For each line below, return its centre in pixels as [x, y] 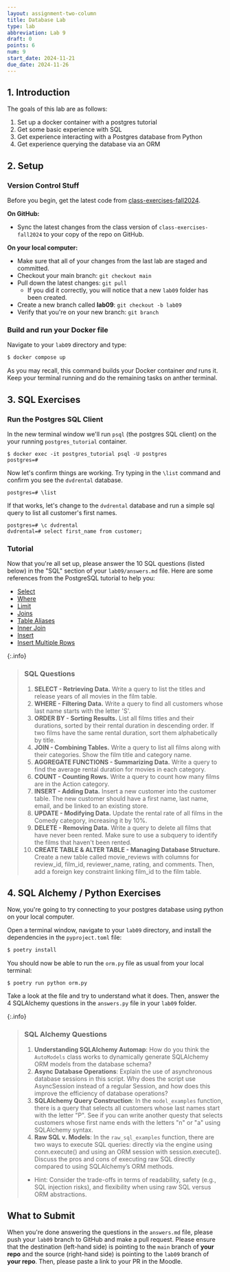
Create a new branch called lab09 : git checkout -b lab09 [99, 305]
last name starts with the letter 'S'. [82, 711]
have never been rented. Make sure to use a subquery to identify [126, 835]
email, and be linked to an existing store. [91, 806]
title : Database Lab [37, 20]
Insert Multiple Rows [46, 643]
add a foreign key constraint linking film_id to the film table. [118, 871]
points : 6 [21, 45]
